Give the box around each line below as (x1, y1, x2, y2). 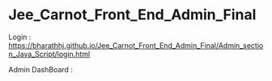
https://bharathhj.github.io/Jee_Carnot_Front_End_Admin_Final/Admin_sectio (8, 40, 264, 50)
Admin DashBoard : (8, 64, 73, 74)
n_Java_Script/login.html (8, 49, 91, 59)
